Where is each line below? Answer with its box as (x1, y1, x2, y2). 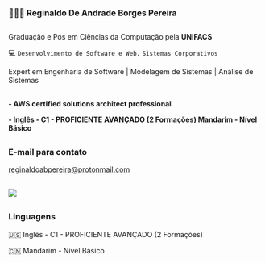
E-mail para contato (8, 147, 87, 158)
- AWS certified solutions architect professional (8, 98, 172, 108)
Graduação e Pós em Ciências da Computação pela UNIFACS (8, 32, 213, 42)
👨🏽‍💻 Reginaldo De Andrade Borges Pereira (8, 7, 177, 19)
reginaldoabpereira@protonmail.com (8, 165, 130, 174)
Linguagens (8, 211, 56, 223)
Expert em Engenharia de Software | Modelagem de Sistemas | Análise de (8, 67, 254, 77)
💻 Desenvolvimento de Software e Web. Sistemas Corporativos (8, 48, 218, 58)
